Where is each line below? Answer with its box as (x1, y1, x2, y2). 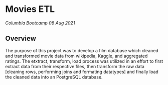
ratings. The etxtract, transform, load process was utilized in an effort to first (5, 58, 163, 64)
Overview (5, 34, 37, 43)
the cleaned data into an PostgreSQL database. (5, 74, 103, 80)
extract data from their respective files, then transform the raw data (5, 63, 144, 69)
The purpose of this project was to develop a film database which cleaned (5, 47, 159, 53)
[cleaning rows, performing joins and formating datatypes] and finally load (5, 69, 159, 75)
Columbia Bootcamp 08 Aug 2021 (5, 20, 75, 26)
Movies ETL (5, 3, 55, 15)
